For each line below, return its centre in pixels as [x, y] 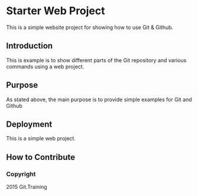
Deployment [29, 124]
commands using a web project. [45, 66]
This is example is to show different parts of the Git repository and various [96, 60]
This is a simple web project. [41, 139]
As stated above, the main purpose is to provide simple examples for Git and [99, 99]
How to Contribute [41, 157]
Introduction [30, 46]
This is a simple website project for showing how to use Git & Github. [90, 27]
